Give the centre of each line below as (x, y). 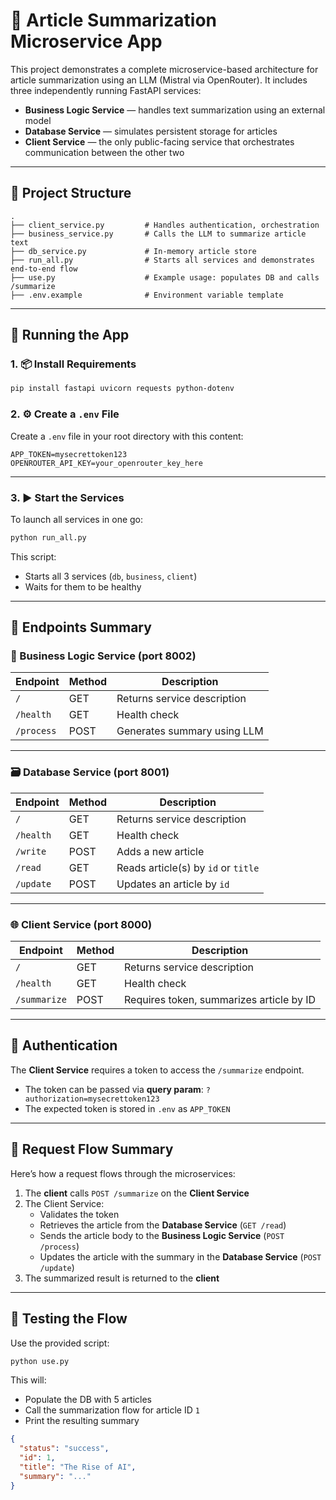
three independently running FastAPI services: (106, 90)
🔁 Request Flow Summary (92, 1149)
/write (31, 851)
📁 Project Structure (71, 193)
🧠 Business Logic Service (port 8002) (103, 656)
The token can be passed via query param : (114, 1089)
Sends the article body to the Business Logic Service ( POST (162, 1235)
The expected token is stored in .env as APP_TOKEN (127, 1108)
